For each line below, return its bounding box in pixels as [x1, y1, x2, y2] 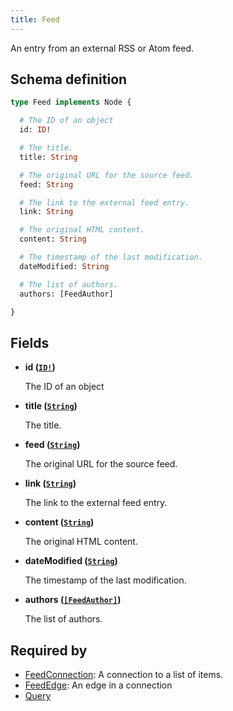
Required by [10, 642, 88, 659]
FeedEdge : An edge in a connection [24, 679, 173, 691]
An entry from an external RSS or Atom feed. [10, 42, 195, 54]
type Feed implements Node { [10, 97, 132, 108]
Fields [10, 334, 50, 351]
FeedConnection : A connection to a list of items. [24, 669, 224, 681]
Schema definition [10, 71, 128, 88]
